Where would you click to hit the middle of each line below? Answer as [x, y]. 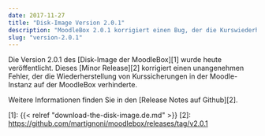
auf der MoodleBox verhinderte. [86, 85]
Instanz [20, 85]
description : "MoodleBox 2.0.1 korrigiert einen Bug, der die [112, 30]
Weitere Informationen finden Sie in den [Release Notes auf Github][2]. [123, 100]
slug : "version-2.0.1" [45, 37]
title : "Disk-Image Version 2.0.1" [67, 23]
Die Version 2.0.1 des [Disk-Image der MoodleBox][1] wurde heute [115, 60]
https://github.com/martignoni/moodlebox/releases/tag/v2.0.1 [108, 123]
